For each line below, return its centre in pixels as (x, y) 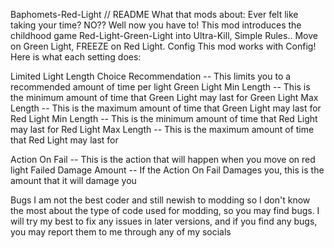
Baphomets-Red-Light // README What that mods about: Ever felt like (154, 14)
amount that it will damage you (73, 180)
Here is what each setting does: (76, 57)
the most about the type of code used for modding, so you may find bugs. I (165, 210)
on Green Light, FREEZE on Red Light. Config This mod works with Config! (163, 46)
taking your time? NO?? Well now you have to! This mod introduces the (156, 25)
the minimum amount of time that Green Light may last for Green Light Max (164, 97)
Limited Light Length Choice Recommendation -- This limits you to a (151, 76)
